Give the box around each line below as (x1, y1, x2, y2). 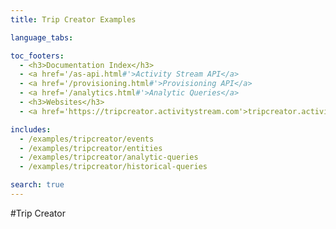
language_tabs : (10, 32, 74, 43)
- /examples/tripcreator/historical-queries (19, 162, 208, 172)
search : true (10, 180, 65, 190)
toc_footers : (10, 51, 65, 61)
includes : (10, 124, 52, 135)
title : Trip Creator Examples (10, 14, 137, 25)
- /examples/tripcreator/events (19, 134, 155, 144)
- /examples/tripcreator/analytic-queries (19, 152, 199, 163)
